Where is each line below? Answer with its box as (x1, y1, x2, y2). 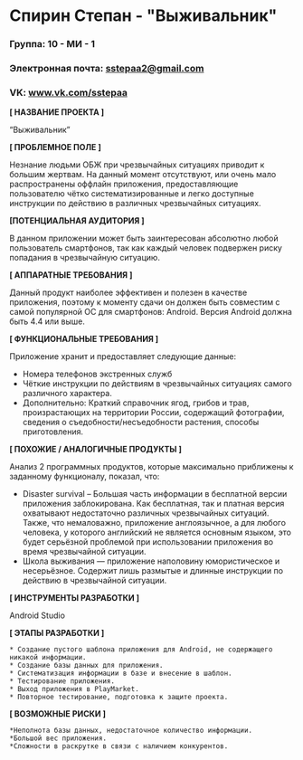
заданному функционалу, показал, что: (9, 471, 160, 482)
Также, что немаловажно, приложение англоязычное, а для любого (22, 518, 287, 528)
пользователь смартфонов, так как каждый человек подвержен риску (9, 242, 283, 253)
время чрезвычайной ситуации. (22, 546, 147, 557)
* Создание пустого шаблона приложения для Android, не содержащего (9, 645, 273, 654)
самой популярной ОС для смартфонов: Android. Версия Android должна (9, 307, 292, 318)
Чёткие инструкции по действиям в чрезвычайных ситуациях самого (22, 378, 292, 389)
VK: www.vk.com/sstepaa (9, 86, 128, 99)
